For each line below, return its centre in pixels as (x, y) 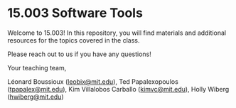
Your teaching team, (37, 67)
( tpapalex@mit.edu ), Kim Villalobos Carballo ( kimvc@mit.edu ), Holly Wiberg (118, 89)
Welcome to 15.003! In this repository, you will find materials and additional (117, 33)
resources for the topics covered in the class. (74, 40)
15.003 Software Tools (75, 13)
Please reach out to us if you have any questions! (79, 54)
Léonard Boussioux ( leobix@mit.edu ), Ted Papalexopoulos (93, 81)
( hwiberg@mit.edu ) (36, 97)
